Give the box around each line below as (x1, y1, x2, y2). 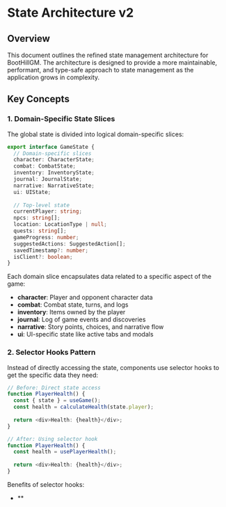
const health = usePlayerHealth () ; (13, 449, 117, 456)
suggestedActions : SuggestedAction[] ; (13, 240, 127, 248)
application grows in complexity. (7, 73, 100, 81)
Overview (7, 33, 51, 45)
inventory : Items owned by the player (17, 308, 126, 316)
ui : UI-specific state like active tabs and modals (17, 330, 154, 339)
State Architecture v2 (7, 5, 134, 21)
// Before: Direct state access (7, 384, 101, 391)
